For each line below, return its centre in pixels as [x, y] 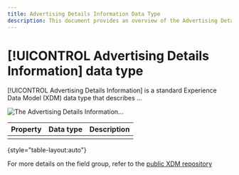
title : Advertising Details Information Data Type [84, 14]
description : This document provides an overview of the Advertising [113, 21]
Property [26, 129]
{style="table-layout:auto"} [47, 150]
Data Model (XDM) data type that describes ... [75, 98]
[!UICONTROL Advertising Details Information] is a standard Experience [112, 90]
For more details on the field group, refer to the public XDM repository [110, 164]
